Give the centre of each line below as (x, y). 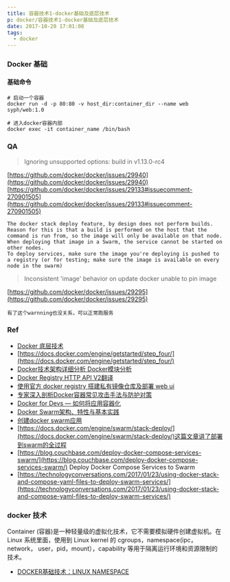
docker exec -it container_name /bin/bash (69, 130)
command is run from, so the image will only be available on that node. (115, 236)
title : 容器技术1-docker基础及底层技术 (58, 13)
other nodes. (26, 247)
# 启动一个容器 (26, 98)
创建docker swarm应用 (49, 420)
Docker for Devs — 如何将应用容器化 (69, 403)
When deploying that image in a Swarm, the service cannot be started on (115, 242)
